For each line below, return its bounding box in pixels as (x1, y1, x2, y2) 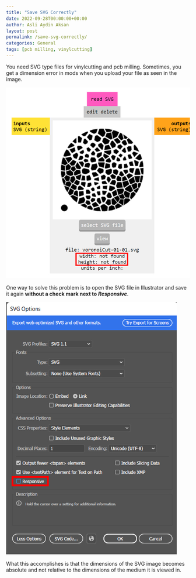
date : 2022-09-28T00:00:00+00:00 (6, 15, 87, 22)
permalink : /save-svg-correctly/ (6, 34, 87, 40)
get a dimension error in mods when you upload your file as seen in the (6, 69, 177, 76)
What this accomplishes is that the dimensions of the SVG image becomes (6, 560, 185, 567)
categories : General (6, 40, 57, 46)
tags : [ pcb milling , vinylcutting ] (6, 47, 93, 53)
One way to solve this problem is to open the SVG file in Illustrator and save (6, 284, 187, 291)
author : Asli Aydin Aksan (6, 22, 69, 27)
